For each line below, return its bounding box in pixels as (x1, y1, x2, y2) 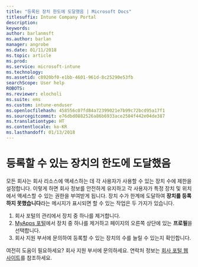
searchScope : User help (6, 80, 65, 86)
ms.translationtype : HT (6, 119, 65, 125)
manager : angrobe (6, 42, 49, 48)
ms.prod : (6, 58, 28, 64)
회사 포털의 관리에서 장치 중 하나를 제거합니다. (14, 212, 121, 219)
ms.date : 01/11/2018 (6, 47, 57, 53)
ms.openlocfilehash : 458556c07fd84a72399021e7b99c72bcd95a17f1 (6, 108, 165, 113)
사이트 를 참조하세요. (6, 254, 52, 261)
